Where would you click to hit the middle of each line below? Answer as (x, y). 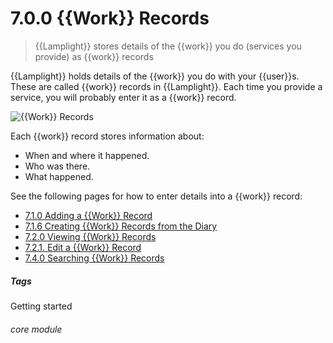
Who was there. (57, 166)
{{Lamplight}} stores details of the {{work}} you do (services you (168, 46)
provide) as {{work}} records (94, 56)
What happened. (59, 176)
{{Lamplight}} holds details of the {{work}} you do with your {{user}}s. (155, 76)
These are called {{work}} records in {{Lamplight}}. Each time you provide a (166, 86)
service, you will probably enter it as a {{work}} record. (123, 97)
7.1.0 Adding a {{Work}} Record (88, 215)
